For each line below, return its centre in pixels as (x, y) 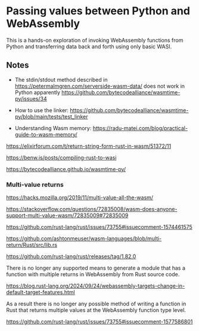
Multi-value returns (35, 184)
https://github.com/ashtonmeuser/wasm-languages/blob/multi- (84, 239)
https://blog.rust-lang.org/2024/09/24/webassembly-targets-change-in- (96, 286)
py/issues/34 (31, 98)
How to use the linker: (42, 110)
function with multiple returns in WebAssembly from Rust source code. (93, 274)
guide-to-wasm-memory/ (46, 134)
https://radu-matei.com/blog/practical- (140, 128)
